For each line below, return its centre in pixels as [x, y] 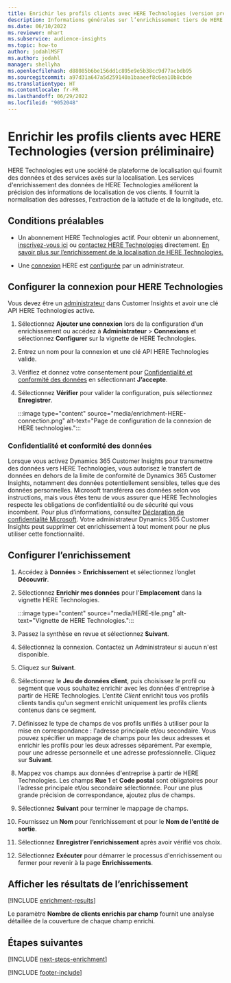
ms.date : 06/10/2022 [37, 26]
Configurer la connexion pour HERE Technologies [115, 287]
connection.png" [41, 421]
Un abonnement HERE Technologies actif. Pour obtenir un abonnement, [119, 237]
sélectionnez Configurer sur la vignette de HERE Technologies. [107, 339]
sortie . [27, 829]
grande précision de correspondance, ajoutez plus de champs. [106, 795]
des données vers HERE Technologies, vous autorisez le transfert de [105, 468]
